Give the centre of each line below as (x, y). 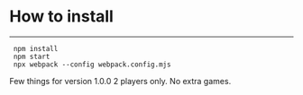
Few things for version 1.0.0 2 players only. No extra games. (120, 81)
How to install (62, 17)
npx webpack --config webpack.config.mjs (92, 65)
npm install (36, 48)
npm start (32, 56)
